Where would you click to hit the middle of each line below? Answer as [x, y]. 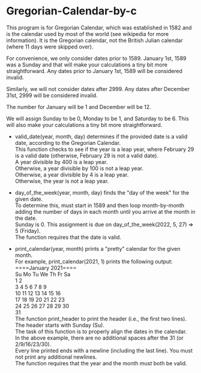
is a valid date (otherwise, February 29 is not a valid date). [87, 155]
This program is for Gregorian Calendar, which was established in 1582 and [99, 28]
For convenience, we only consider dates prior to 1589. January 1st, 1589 [96, 58]
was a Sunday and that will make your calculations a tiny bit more [87, 65]
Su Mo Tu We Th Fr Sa [43, 274]
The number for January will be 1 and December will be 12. [79, 107]
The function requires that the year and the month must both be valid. [101, 363]
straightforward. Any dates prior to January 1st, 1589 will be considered [94, 71]
